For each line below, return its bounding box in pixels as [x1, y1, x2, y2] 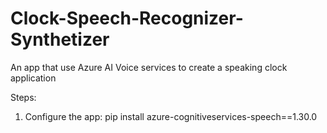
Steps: [10, 91, 37, 103]
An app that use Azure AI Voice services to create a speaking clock [10, 61, 288, 73]
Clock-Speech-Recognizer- [10, 7, 244, 30]
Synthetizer [10, 28, 110, 51]
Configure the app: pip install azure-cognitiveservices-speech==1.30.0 [24, 110, 318, 122]
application [10, 72, 57, 84]
